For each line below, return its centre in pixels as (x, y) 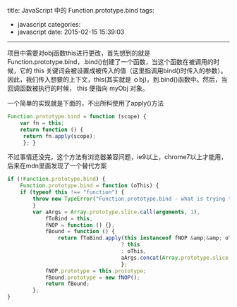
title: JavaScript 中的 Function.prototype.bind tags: (81, 10)
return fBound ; (67, 284)
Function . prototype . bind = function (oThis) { (90, 186)
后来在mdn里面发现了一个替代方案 (57, 166)
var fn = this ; (42, 123)
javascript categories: (49, 24)
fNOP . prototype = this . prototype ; (96, 271)
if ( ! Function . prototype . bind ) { (56, 179)
